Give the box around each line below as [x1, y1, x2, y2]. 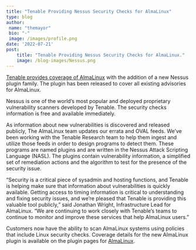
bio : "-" [8, 30, 31, 36]
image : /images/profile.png [8, 36, 77, 42]
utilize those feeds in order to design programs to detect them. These [6, 140, 174, 147]
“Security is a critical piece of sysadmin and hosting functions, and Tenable [6, 176, 189, 183]
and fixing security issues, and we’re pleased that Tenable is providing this [6, 194, 187, 202]
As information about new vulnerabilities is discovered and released [6, 121, 170, 128]
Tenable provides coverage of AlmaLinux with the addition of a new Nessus [6, 74, 189, 81]
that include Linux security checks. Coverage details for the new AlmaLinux [6, 231, 189, 238]
